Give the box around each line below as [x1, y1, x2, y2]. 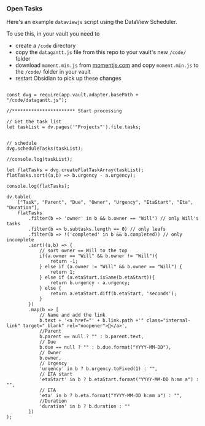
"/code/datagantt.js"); [6, 97, 68, 104]
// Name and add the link [39, 312, 106, 319]
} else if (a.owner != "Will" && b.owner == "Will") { [39, 264, 183, 270]
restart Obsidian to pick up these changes [15, 75, 122, 82]
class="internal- [146, 317, 191, 323]
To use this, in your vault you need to [6, 30, 100, 37]
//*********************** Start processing [6, 108, 122, 114]
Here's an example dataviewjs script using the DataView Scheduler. [6, 18, 177, 26]
